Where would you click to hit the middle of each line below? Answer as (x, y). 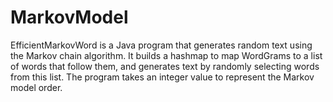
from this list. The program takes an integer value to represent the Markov (162, 77)
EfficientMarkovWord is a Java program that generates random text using (161, 45)
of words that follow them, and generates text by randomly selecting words (165, 66)
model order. (36, 87)
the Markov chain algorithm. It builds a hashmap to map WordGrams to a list (166, 55)
